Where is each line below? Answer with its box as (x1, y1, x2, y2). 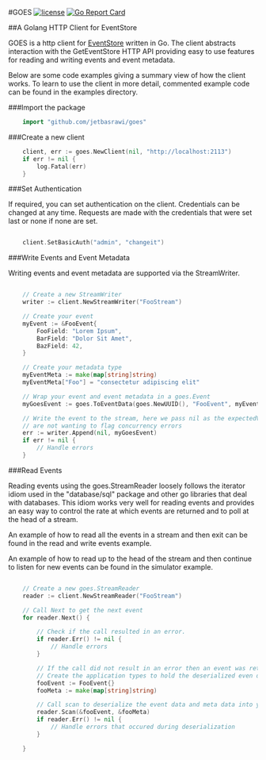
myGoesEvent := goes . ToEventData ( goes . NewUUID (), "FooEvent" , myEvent (22, 400, 260, 408)
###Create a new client (8, 132, 85, 142)
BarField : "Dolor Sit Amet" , (36, 334, 133, 343)
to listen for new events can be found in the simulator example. (8, 562, 214, 571)
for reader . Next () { (22, 613, 90, 622)
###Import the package (8, 103, 85, 112)
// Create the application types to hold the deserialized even (36, 671, 253, 680)
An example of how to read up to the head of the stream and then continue (8, 554, 252, 563)
